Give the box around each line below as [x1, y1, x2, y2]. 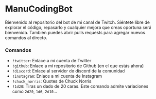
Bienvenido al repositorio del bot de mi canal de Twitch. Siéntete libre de [5, 19, 150, 25]
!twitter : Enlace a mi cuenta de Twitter [12, 58, 91, 64]
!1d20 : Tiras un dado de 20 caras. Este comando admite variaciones [12, 84, 149, 89]
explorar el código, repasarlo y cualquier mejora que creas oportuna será [5, 24, 152, 30]
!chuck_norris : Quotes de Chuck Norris [12, 78, 91, 84]
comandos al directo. [5, 35, 48, 41]
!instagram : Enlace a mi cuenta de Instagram [12, 73, 102, 79]
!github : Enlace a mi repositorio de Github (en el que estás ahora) [12, 63, 144, 69]
